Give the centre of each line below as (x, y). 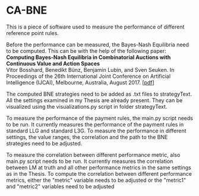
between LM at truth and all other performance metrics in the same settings (99, 167)
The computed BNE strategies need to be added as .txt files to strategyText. (99, 94)
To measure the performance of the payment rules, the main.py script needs (99, 118)
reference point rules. (33, 33)
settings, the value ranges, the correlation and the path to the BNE (87, 137)
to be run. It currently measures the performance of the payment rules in (95, 124)
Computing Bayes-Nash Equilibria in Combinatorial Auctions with (89, 57)
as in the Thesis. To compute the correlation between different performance (99, 173)
